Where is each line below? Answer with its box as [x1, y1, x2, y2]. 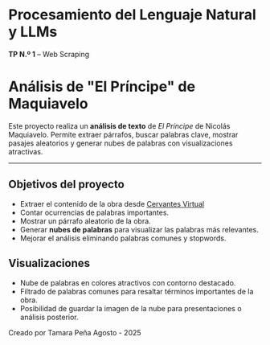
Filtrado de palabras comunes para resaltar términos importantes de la [19, 286, 254, 296]
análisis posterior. [19, 312, 79, 322]
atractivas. [8, 146, 43, 156]
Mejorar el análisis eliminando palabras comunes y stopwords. [19, 233, 227, 243]
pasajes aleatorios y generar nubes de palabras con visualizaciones [8, 138, 233, 148]
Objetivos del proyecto [8, 178, 125, 191]
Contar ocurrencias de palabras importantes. [19, 207, 170, 217]
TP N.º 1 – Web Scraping [8, 49, 90, 59]
